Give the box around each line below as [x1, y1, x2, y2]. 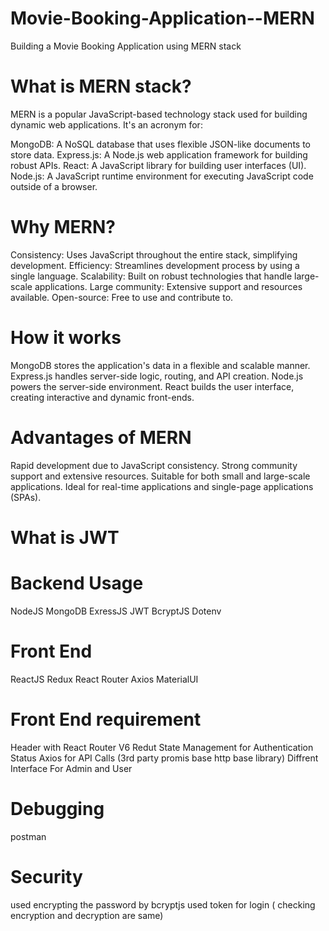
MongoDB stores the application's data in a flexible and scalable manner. [10, 359, 311, 371]
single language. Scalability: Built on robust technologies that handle [10, 270, 293, 282]
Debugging [10, 797, 105, 820]
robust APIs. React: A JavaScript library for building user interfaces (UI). [10, 159, 307, 171]
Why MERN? [10, 216, 116, 239]
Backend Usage [10, 572, 144, 595]
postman [10, 830, 47, 842]
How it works [10, 327, 122, 349]
